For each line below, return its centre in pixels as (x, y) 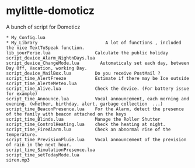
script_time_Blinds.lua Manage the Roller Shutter (83, 119)
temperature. (22, 134)
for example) (22, 94)
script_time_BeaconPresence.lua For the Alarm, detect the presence (95, 109)
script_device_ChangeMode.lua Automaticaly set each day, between (98, 63)
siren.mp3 (18, 160)
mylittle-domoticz (51, 11)
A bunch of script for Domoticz (43, 27)
